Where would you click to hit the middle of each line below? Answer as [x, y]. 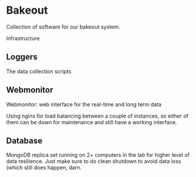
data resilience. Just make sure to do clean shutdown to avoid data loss [94, 162]
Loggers [22, 57]
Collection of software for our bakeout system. [63, 27]
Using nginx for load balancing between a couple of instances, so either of [97, 116]
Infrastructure [23, 38]
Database [24, 140]
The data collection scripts [39, 71]
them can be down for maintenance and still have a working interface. [91, 122]
